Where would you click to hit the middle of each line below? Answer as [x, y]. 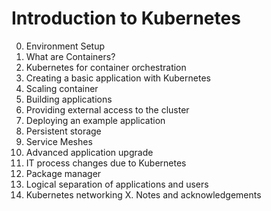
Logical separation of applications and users [117, 184]
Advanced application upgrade [89, 152]
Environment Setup [65, 46]
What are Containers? [70, 56]
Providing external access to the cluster [107, 109]
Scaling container [62, 88]
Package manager [63, 173]
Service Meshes [59, 141]
